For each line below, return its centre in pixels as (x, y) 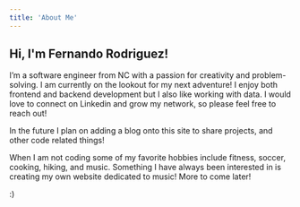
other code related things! (57, 141)
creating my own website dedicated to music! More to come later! (130, 177)
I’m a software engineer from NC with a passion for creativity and (130, 75)
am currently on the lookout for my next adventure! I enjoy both (161, 85)
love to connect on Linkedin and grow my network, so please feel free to (143, 104)
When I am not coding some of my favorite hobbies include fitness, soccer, (148, 158)
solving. (24, 85)
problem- (269, 75)
